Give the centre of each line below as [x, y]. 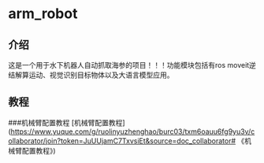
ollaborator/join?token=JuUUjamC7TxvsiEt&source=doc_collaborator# [122, 141]
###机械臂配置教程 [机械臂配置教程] [67, 122]
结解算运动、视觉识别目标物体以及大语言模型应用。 [91, 75]
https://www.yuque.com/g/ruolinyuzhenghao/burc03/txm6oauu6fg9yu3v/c [133, 132]
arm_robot [43, 14]
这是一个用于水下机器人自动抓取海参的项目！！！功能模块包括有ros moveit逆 [132, 65]
